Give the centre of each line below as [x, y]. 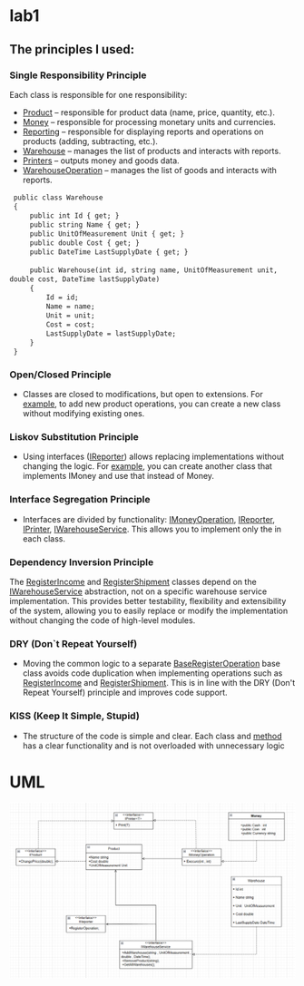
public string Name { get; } [85, 225]
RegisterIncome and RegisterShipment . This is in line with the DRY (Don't [159, 683]
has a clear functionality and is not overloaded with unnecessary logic [153, 746]
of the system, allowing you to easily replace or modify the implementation [149, 611]
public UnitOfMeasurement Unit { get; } [107, 234]
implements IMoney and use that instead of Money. [118, 476]
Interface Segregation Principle [80, 500]
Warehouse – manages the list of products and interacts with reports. [152, 151]
